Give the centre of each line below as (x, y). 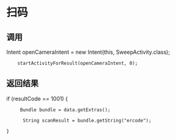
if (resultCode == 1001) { (37, 98)
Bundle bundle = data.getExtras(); (65, 110)
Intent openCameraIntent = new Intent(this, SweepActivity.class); (88, 52)
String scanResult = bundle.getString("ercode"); (87, 120)
